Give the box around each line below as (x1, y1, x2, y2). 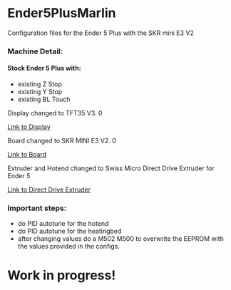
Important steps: (7, 203, 67, 213)
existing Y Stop (17, 88, 63, 96)
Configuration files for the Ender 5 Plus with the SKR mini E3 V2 (7, 29, 195, 37)
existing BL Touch (17, 95, 71, 104)
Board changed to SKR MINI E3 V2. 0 (7, 137, 116, 145)
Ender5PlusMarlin (7, 5, 116, 21)
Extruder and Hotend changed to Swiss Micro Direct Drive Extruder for (7, 164, 215, 172)
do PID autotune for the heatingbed (17, 227, 122, 236)
